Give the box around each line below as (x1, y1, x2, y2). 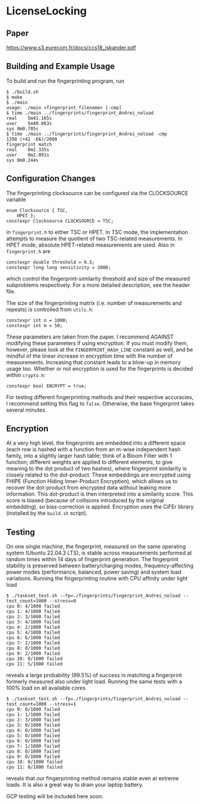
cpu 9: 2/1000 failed (6, 651, 60, 657)
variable (6, 196, 26, 203)
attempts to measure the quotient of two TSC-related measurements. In (6, 235, 183, 242)
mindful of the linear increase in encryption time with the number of (6, 352, 173, 359)
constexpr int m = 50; (6, 322, 63, 328)
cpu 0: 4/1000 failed (6, 603, 60, 610)
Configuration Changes (6, 173, 96, 184)
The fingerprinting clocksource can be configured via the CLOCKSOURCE (6, 189, 189, 196)
